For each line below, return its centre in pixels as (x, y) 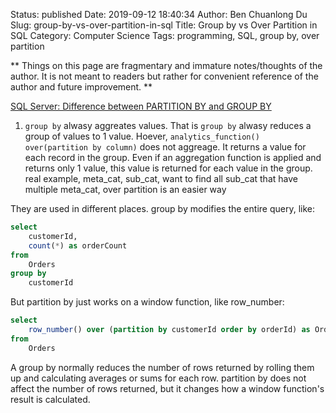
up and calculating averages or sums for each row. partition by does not (158, 378)
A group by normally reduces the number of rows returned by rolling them (162, 367)
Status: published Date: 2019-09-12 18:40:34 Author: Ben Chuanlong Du (159, 14)
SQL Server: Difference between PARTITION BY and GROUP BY (141, 106)
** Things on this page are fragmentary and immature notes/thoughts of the (166, 65)
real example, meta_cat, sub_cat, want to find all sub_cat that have (161, 178)
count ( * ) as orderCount (78, 245)
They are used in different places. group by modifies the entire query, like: (162, 208)
